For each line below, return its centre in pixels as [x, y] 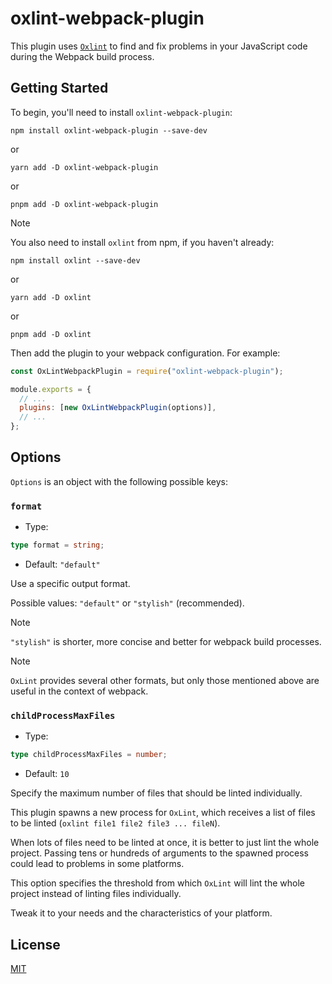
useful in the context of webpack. [79, 691]
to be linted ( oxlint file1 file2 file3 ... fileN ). [115, 823]
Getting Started [59, 88]
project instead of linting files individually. [96, 894]
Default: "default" [62, 564]
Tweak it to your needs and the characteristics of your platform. [141, 913]
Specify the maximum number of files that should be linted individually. [156, 793]
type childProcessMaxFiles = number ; [89, 755]
